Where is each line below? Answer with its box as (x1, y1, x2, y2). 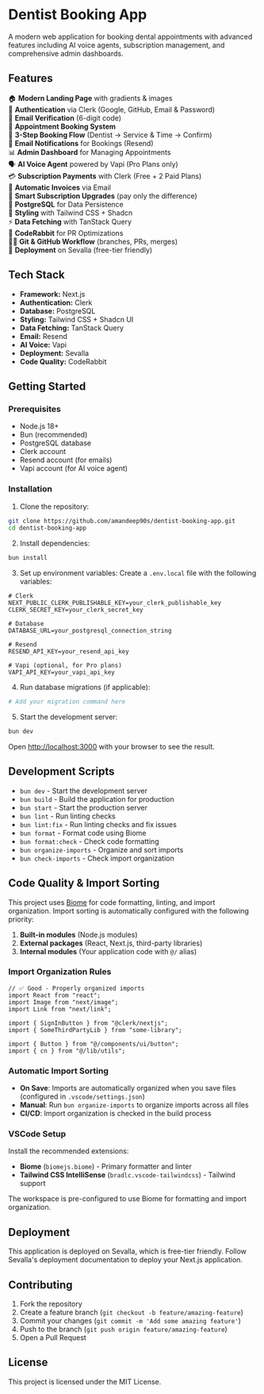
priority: (8, 915, 34, 924)
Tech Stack (8, 268, 65, 282)
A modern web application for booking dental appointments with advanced (8, 32, 253, 41)
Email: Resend (19, 331, 67, 341)
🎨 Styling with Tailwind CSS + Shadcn (8, 208, 133, 218)
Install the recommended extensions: (8, 1146, 129, 1156)
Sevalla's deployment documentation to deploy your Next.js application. (8, 1255, 243, 1265)
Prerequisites (8, 403, 61, 414)
